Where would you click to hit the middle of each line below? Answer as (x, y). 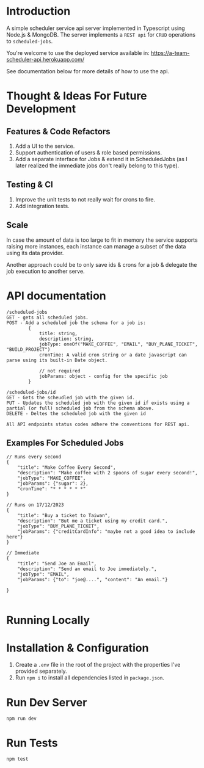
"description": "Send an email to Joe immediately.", (87, 569)
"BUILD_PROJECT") (28, 349)
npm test (17, 759)
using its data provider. (35, 253)
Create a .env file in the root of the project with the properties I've (98, 665)
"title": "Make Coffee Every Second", (67, 468)
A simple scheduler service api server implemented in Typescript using (96, 28)
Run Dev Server (47, 702)
